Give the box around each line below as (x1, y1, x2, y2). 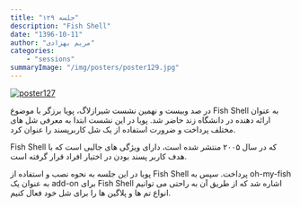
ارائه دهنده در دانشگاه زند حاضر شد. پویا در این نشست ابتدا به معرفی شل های (10, 114, 271, 125)
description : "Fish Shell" (10, 22, 111, 30)
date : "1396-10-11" (10, 30, 84, 39)
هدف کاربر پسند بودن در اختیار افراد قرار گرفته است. (10, 151, 188, 161)
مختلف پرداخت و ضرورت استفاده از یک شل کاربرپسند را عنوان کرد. (10, 124, 236, 134)
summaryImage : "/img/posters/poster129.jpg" (10, 64, 180, 73)
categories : (10, 47, 55, 56)
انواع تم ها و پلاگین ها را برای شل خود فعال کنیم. (10, 187, 172, 198)
